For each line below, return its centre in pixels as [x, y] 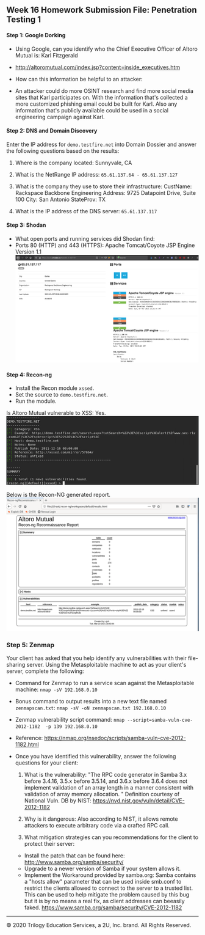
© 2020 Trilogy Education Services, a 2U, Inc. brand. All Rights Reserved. [99, 925]
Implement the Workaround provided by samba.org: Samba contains [110, 875]
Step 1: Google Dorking [36, 35]
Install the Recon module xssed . [55, 388]
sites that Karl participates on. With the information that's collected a [101, 97]
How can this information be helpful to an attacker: [79, 79]
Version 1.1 [28, 252]
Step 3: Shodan [26, 225]
